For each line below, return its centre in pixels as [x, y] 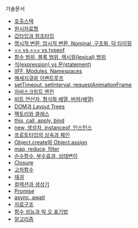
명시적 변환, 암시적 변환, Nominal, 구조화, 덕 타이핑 [73, 43]
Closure [24, 162]
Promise [24, 191]
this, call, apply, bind [39, 120]
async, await [30, 197]
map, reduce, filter [37, 149]
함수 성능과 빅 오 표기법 [41, 212]
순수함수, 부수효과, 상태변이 [46, 156]
